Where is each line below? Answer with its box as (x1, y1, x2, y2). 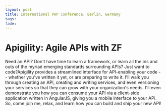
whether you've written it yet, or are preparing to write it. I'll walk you (8, 74, 149, 80)
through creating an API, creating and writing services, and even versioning (5, 79, 160, 85)
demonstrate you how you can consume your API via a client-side (5, 90, 140, 96)
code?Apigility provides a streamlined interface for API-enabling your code (5, 69, 158, 75)
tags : (5, 16, 16, 21)
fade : (5, 21, 16, 26)
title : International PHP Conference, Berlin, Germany (5, 12, 121, 17)
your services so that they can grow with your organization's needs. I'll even (5, 85, 161, 91)
